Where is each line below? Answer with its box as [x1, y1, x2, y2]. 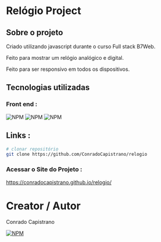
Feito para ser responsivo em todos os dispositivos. [6, 66, 130, 73]
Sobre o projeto [6, 28, 63, 38]
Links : [6, 131, 31, 141]
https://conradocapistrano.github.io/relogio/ [6, 179, 112, 186]
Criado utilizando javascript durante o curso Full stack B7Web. [6, 43, 156, 50]
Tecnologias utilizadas [6, 83, 90, 93]
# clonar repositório [6, 146, 59, 152]
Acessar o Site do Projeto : [6, 165, 83, 173]
